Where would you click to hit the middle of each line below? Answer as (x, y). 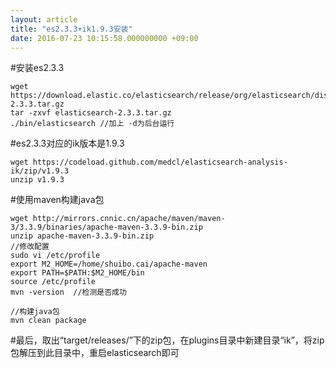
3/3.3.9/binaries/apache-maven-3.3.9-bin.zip (106, 227)
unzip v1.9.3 (37, 180)
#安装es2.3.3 (37, 68)
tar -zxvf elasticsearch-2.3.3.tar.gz (91, 113)
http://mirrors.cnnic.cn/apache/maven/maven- (129, 219)
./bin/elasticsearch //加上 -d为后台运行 (92, 124)
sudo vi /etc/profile (55, 256)
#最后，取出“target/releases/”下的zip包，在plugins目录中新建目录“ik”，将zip (167, 340)
